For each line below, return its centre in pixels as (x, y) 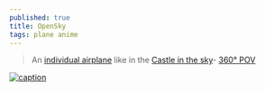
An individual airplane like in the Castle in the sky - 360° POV (143, 60)
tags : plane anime (44, 34)
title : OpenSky (38, 26)
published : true (40, 18)
